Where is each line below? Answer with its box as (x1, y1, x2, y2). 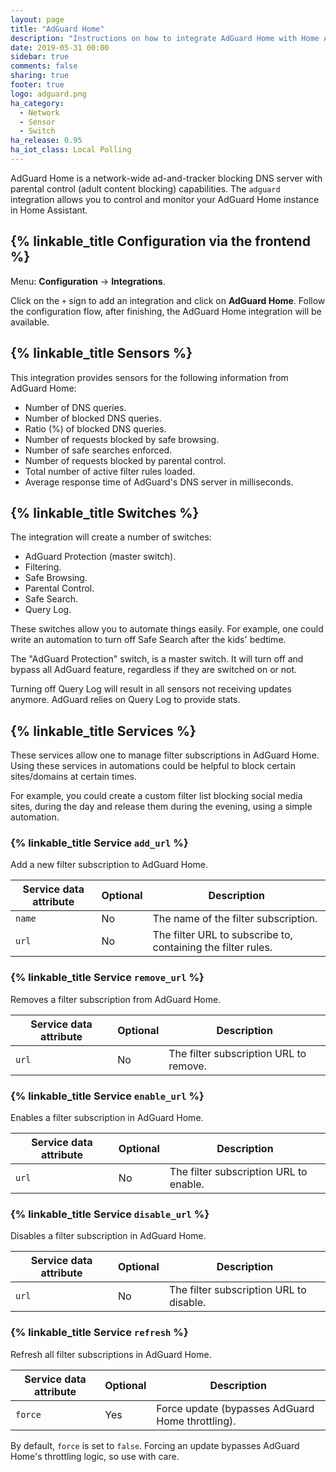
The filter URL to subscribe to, (152, 928, 293, 942)
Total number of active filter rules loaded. (24, 465, 196, 477)
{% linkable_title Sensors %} (10, 345, 193, 362)
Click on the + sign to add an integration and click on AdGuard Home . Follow (10, 294, 326, 306)
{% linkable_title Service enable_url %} (10, 1089, 205, 1103)
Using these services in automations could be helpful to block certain (10, 760, 296, 772)
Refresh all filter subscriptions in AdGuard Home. (10, 1348, 212, 1360)
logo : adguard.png (10, 89, 87, 99)
